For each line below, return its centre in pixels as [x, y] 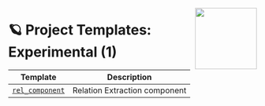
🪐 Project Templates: [80, 30]
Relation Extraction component [129, 90]
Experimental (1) [63, 52]
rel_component [39, 90]
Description [129, 77]
